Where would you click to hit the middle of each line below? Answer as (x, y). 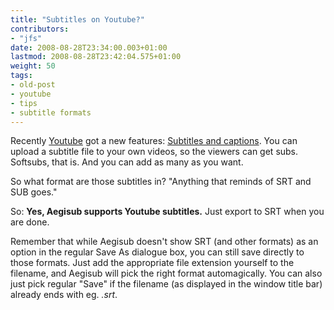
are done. (30, 222)
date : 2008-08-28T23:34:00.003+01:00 (89, 47)
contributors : (40, 29)
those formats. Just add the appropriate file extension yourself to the (152, 263)
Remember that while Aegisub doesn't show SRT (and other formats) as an (164, 242)
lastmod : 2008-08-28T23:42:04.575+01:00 (96, 57)
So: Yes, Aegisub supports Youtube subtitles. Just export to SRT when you (167, 212)
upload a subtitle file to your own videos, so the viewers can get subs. (154, 152)
